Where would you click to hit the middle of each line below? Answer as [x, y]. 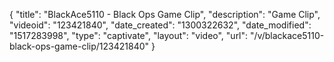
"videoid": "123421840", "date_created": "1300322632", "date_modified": [160, 25]
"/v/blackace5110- [287, 35]
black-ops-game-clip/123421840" [79, 46]
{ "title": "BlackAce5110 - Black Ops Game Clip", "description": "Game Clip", [165, 14]
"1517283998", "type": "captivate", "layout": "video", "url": [129, 35]
